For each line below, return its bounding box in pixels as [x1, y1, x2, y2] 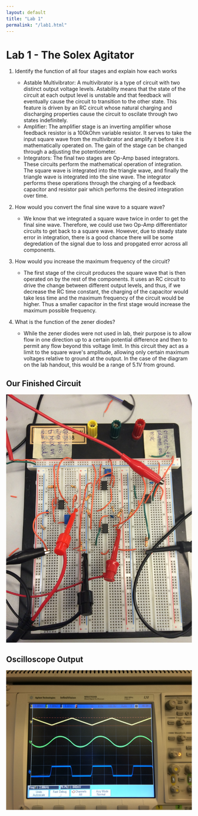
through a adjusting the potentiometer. [23, 148, 117, 155]
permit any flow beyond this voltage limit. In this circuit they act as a [23, 343, 189, 350]
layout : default [6, 9, 46, 15]
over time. [23, 192, 48, 199]
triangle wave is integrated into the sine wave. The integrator [23, 173, 171, 180]
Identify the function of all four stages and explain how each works [14, 68, 177, 75]
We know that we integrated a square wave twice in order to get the [23, 215, 189, 222]
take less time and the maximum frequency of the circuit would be [23, 294, 184, 301]
